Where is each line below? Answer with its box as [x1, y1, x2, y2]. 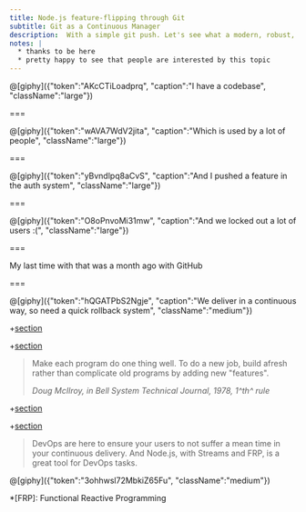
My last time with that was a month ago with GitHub [9, 260, 203, 271]
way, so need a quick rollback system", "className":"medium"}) [9, 306, 253, 316]
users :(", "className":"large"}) [9, 225, 129, 236]
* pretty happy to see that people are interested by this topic [17, 55, 271, 65]
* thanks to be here [17, 47, 96, 56]
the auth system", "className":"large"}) [9, 180, 161, 191]
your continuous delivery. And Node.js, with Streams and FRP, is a [31, 447, 280, 458]
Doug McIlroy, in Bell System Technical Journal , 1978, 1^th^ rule [31, 386, 270, 396]
